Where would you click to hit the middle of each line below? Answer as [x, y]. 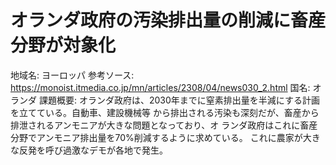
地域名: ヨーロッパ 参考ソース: [72, 75]
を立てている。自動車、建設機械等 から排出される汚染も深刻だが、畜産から [165, 112]
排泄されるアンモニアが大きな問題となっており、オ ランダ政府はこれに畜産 [164, 125]
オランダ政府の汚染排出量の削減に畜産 [168, 20]
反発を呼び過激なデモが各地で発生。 [93, 150]
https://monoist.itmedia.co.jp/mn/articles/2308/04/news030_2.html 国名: [160, 87]
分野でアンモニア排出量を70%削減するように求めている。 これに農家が [156, 137]
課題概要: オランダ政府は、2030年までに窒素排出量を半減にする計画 [179, 100]
